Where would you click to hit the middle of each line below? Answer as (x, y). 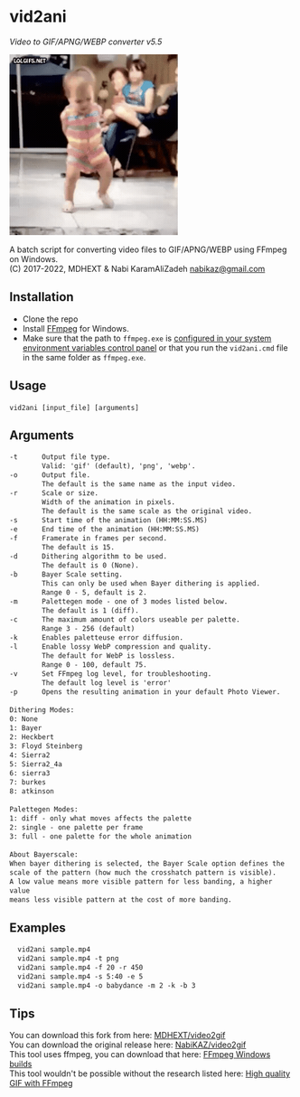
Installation (42, 297)
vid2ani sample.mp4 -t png (68, 959)
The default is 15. (79, 548)
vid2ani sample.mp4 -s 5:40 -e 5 (80, 977)
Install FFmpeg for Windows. (75, 328)
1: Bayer (26, 728)
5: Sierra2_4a (36, 764)
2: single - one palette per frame (76, 828)
